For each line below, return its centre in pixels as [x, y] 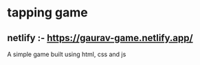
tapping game [47, 13]
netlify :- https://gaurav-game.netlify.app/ [100, 38]
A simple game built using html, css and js [67, 54]
